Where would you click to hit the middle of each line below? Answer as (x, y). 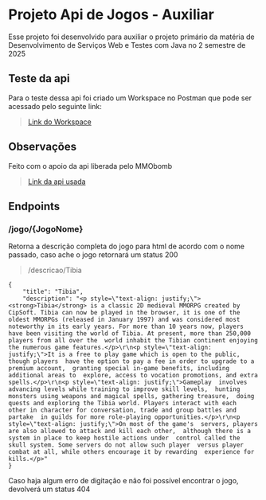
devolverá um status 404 (49, 489)
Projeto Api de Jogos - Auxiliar (111, 15)
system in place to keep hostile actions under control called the (124, 438)
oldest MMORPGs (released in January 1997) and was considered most (124, 320)
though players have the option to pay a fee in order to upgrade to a (131, 361)
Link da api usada (57, 182)
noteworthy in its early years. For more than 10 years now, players (126, 327)
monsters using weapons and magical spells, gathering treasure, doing (131, 396)
